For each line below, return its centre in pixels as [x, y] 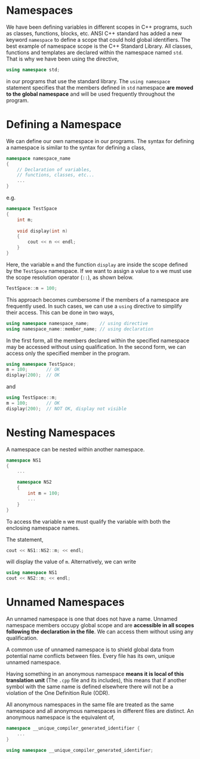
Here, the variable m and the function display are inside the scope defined [97, 265]
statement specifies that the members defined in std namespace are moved [100, 87]
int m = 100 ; [44, 494]
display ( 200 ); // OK [33, 375]
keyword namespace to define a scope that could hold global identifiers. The [99, 40]
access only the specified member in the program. [68, 353]
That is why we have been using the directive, [63, 59]
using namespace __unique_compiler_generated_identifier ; [80, 750]
